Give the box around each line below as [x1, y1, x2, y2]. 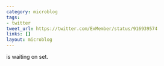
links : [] [6, 31, 31, 37]
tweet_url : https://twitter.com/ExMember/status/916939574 [6, 25, 158, 32]
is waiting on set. [6, 53, 48, 60]
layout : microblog [6, 37, 52, 43]
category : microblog [6, 8, 58, 15]
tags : [6, 14, 20, 20]
